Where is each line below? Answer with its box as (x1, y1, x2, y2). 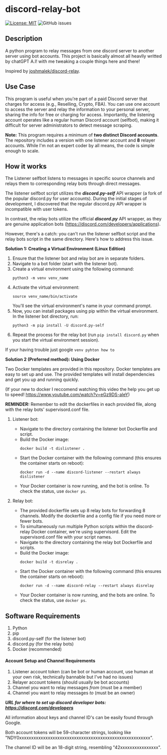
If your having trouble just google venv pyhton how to (5, 347, 115, 353)
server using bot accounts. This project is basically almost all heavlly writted (5, 53, 162, 59)
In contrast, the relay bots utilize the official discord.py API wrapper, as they (5, 216, 162, 222)
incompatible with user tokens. (5, 206, 68, 212)
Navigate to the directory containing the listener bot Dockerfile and (19, 426, 158, 432)
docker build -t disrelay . (19, 560, 78, 565)
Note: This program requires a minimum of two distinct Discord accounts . (5, 132, 159, 138)
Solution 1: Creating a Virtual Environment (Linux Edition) (5, 246, 126, 252)
